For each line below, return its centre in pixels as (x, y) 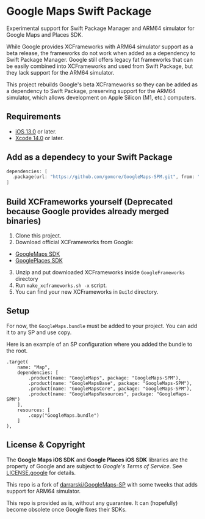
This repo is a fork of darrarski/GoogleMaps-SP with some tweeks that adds (102, 484)
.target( (17, 362)
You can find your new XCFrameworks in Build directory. (87, 292)
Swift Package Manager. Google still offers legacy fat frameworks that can (100, 59)
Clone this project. (38, 236)
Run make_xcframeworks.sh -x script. (61, 285)
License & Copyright (46, 445)
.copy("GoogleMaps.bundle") (64, 415)
